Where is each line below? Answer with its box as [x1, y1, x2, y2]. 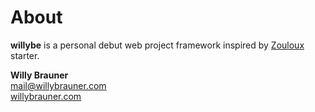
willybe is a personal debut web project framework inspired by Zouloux [10, 39, 305, 51]
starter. [10, 49, 40, 61]
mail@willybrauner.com [10, 79, 107, 91]
